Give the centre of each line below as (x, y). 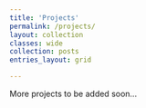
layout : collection (47, 34)
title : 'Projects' (44, 18)
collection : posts (44, 52)
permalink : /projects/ (52, 26)
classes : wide (36, 43)
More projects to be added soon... (73, 93)
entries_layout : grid (51, 60)
